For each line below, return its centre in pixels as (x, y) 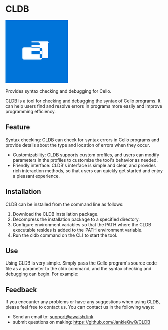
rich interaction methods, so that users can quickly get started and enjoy (88, 171)
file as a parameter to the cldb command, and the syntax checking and (78, 269)
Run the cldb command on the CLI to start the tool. (65, 235)
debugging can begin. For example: (42, 274)
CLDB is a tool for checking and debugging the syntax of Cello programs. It (83, 101)
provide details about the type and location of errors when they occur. (78, 145)
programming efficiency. (31, 111)
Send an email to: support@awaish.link (53, 317)
